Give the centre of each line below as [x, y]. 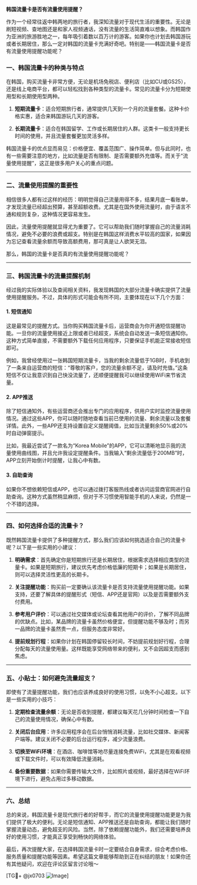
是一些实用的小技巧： [32, 699]
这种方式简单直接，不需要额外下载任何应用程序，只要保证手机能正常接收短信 [98, 341]
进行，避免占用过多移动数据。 [61, 779]
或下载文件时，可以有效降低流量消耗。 [61, 759]
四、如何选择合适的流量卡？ [45, 526]
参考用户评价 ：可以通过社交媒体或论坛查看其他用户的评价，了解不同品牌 [102, 614]
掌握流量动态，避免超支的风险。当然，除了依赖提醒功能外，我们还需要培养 [96, 829]
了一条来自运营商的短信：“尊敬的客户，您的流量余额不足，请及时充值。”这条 [97, 368]
